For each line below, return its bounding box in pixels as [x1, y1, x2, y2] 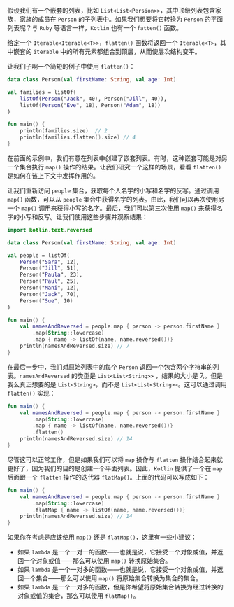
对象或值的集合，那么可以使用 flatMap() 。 [17, 592, 140, 600]
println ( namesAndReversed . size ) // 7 [20, 342, 130, 349]
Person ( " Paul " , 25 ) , [20, 278, 80, 285]
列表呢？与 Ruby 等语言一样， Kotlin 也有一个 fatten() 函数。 [7, 24, 183, 32]
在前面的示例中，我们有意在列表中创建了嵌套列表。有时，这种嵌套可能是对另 [7, 153, 228, 162]
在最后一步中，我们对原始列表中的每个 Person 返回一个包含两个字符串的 [7, 363, 213, 371]
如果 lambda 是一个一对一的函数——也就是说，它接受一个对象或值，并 [17, 548, 218, 557]
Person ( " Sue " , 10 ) [20, 297, 73, 305]
